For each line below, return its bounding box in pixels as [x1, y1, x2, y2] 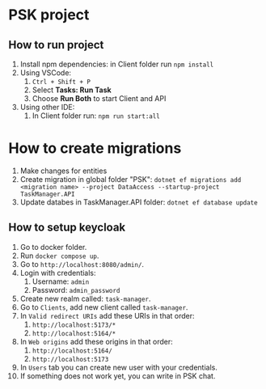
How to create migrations [8, 139, 182, 158]
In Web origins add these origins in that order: [19, 336, 173, 346]
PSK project [8, 6, 90, 24]
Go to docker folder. [19, 242, 87, 252]
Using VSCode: [19, 68, 71, 78]
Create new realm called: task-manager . [19, 294, 151, 303]
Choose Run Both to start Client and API [32, 94, 167, 103]
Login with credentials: [19, 268, 96, 277]
